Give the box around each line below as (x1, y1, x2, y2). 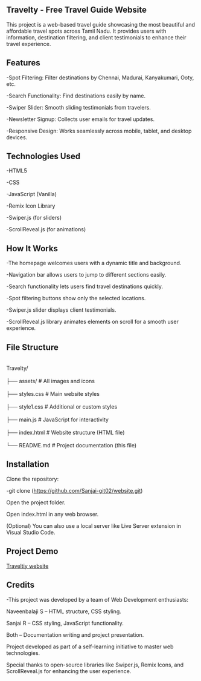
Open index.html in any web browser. (6, 510, 99, 518)
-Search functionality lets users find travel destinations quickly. (6, 283, 164, 290)
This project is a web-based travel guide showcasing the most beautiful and (6, 21, 195, 28)
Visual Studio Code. (6, 528, 56, 536)
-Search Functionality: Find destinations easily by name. (6, 92, 146, 99)
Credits (6, 580, 35, 590)
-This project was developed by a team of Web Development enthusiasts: (6, 596, 189, 603)
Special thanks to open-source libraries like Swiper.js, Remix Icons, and (6, 661, 184, 668)
